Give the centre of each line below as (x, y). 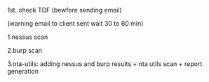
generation (23, 71)
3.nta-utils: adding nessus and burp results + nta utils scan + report (105, 64)
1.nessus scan (28, 37)
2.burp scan (25, 50)
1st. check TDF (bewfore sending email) (65, 10)
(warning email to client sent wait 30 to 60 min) (75, 23)
